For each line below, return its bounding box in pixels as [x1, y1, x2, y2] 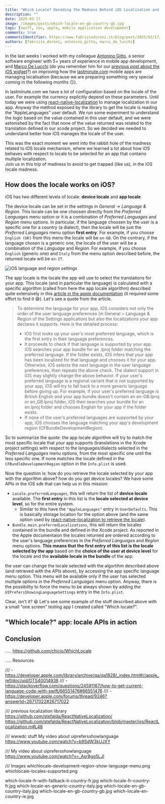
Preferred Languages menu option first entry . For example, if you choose [5, 229, 155, 235]
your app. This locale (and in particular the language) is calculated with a [5, 280, 152, 286]
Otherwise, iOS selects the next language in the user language [24, 362, 151, 368]
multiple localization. [5, 156, 47, 162]
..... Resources [5, 657, 34, 663]
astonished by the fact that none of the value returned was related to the [5, 120, 152, 126]
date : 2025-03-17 [5, 16, 41, 21]
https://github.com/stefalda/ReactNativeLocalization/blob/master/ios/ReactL [5, 718, 160, 724]
